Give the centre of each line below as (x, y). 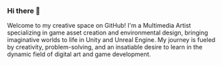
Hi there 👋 (24, 11)
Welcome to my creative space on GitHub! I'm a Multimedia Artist (99, 26)
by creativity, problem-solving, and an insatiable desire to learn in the (105, 47)
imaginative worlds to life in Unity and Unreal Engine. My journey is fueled (111, 40)
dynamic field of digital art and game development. (79, 54)
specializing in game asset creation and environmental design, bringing (108, 32)
